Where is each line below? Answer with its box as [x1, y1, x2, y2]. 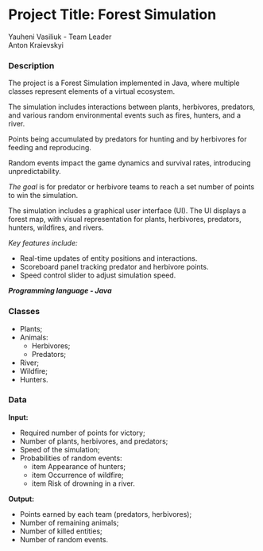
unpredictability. [8, 167, 61, 177]
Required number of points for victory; [19, 428, 145, 437]
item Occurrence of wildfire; [31, 470, 125, 479]
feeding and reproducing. [8, 143, 91, 153]
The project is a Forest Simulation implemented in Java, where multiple [8, 78, 240, 88]
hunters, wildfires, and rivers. [8, 223, 104, 232]
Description [8, 60, 55, 71]
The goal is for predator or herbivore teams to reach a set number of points [8, 182, 255, 192]
